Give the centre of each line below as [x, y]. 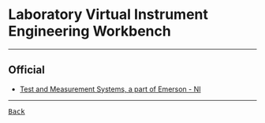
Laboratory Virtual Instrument [108, 15]
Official [26, 70]
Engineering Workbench [90, 31]
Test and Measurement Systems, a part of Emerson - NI [110, 89]
